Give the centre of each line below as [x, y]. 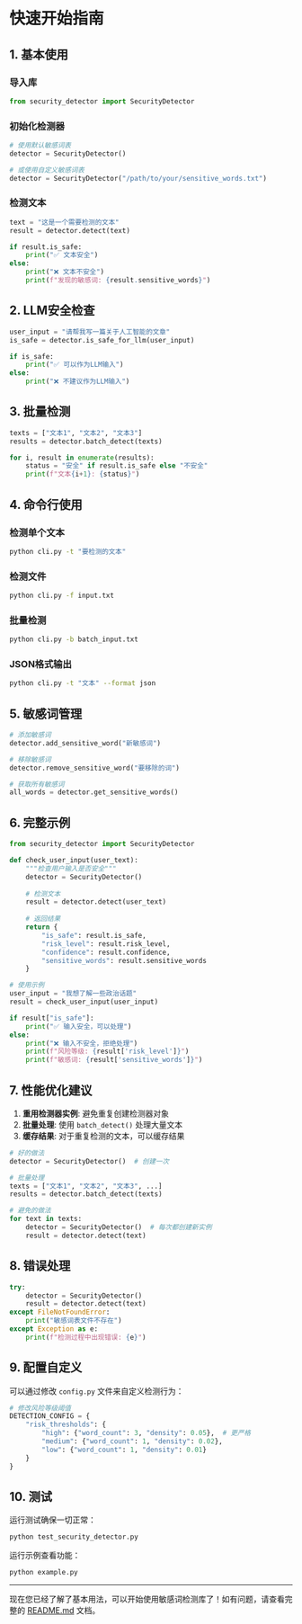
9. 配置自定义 [46, 1368]
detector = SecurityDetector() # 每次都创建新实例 [119, 1227]
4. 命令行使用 [46, 504]
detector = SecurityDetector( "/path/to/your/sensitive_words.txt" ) [138, 178]
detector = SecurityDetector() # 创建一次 [89, 1161]
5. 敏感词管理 [46, 714]
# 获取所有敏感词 [37, 784]
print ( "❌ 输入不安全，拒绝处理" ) [82, 1043]
